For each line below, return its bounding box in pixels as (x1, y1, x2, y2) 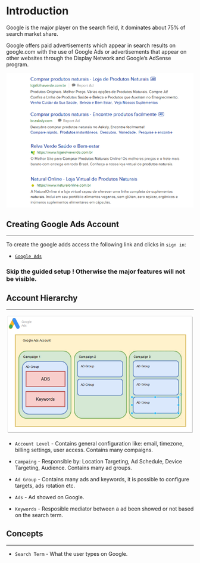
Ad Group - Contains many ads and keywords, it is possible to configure (14, 475, 189, 482)
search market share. (6, 30, 58, 37)
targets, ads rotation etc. (14, 482, 76, 489)
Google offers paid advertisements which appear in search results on (6, 42, 176, 49)
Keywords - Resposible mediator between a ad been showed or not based (14, 505, 194, 512)
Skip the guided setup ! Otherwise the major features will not (6, 267, 186, 276)
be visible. (6, 274, 37, 283)
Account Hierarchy (6, 293, 78, 304)
